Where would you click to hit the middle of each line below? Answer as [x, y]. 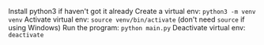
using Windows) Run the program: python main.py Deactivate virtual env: [127, 28]
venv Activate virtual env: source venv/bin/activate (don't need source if [126, 19]
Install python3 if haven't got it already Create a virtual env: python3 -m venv [132, 11]
